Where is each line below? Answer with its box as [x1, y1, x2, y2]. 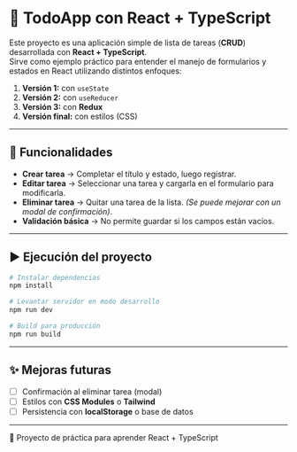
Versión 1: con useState [21, 82, 110, 93]
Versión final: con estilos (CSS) [21, 111, 139, 121]
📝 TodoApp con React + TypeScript [9, 8, 271, 28]
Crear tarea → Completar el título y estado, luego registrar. [21, 168, 237, 179]
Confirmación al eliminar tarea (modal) [21, 386, 163, 397]
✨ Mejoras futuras [9, 362, 112, 378]
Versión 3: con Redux [21, 101, 103, 112]
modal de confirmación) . [21, 206, 113, 216]
